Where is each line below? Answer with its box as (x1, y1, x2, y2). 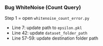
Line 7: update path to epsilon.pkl (11, 25, 82, 31)
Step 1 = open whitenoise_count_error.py (4, 15, 90, 21)
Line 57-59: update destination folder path (11, 35, 99, 41)
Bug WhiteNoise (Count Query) (4, 4, 81, 11)
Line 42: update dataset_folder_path (11, 30, 88, 36)
